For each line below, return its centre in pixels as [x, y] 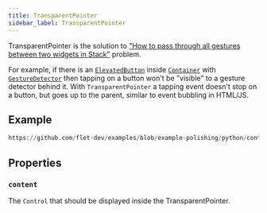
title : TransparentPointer [53, 15]
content [23, 184]
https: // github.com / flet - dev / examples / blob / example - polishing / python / [128, 138]
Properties [35, 163]
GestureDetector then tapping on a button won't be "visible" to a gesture [127, 78]
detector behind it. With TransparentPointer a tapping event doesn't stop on [133, 86]
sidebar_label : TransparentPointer [67, 23]
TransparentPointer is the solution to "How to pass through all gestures [124, 45]
